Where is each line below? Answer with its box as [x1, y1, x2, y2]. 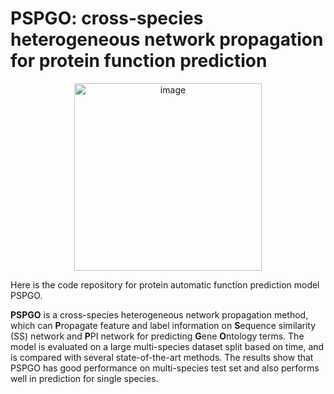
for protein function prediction [10, 50, 268, 72]
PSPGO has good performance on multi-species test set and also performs [10, 362, 320, 374]
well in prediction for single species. [10, 372, 159, 384]
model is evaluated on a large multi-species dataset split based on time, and [10, 340, 325, 352]
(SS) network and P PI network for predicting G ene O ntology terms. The [10, 330, 305, 342]
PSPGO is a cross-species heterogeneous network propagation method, [10, 308, 309, 321]
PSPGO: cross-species [10, 7, 204, 30]
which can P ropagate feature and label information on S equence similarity [10, 319, 317, 331]
